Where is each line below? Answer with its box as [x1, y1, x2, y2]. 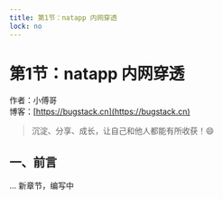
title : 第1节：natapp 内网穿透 [9, 13, 117, 23]
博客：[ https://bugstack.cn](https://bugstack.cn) [9, 106, 191, 118]
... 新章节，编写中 [9, 180, 75, 191]
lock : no [9, 22, 42, 31]
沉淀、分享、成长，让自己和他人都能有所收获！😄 [31, 126, 215, 137]
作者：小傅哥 [9, 95, 57, 106]
